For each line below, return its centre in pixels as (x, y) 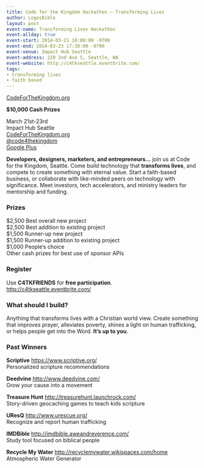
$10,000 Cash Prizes (33, 110)
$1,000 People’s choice (36, 247)
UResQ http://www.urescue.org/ (47, 415)
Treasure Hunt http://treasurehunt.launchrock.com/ (71, 397)
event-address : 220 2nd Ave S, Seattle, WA (62, 58)
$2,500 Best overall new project (46, 221)
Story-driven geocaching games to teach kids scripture (76, 404)
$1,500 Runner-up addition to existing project (63, 240)
